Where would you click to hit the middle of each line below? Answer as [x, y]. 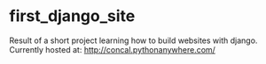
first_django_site [72, 16]
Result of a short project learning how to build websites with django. [133, 40]
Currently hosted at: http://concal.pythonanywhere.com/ [112, 49]
